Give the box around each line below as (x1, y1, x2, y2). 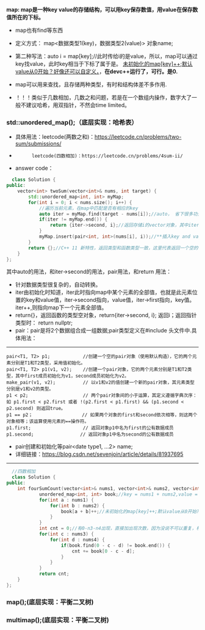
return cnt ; (38, 571, 70, 577)
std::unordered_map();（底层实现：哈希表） (6, 118, 138, 126)
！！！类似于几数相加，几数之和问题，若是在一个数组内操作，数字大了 (15, 94, 192, 101)
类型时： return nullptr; (15, 319, 73, 326)
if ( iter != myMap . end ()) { (38, 216, 108, 222)
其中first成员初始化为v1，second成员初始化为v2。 (15, 373, 129, 379)
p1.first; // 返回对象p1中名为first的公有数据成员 (6, 425, 174, 431)
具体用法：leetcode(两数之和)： (15, 133, 95, 141)
